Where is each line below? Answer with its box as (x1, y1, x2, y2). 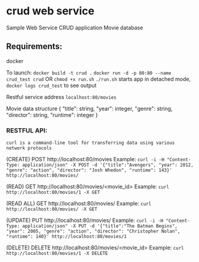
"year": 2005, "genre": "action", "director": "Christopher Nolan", (6, 228, 180, 234)
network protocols (6, 145, 52, 151)
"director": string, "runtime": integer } (6, 111, 98, 118)
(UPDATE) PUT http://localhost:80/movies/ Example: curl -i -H (6, 217, 163, 224)
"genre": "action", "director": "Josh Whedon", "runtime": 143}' (6, 167, 172, 173)
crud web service (6, 4, 94, 18)
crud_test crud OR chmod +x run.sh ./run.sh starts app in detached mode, (6, 75, 191, 82)
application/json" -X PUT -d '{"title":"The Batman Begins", (22, 223, 178, 229)
